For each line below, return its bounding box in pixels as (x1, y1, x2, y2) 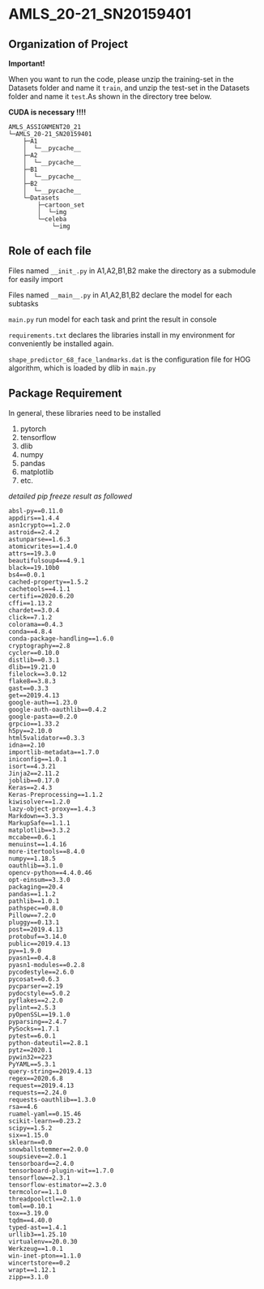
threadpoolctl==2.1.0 (8, 1195, 82, 1203)
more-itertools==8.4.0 (8, 847, 85, 855)
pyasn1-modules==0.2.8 (8, 961, 85, 969)
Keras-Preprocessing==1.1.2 (8, 790, 104, 799)
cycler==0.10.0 (8, 649, 60, 657)
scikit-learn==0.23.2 (8, 1116, 82, 1125)
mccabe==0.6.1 (8, 833, 57, 841)
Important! (8, 58, 45, 68)
